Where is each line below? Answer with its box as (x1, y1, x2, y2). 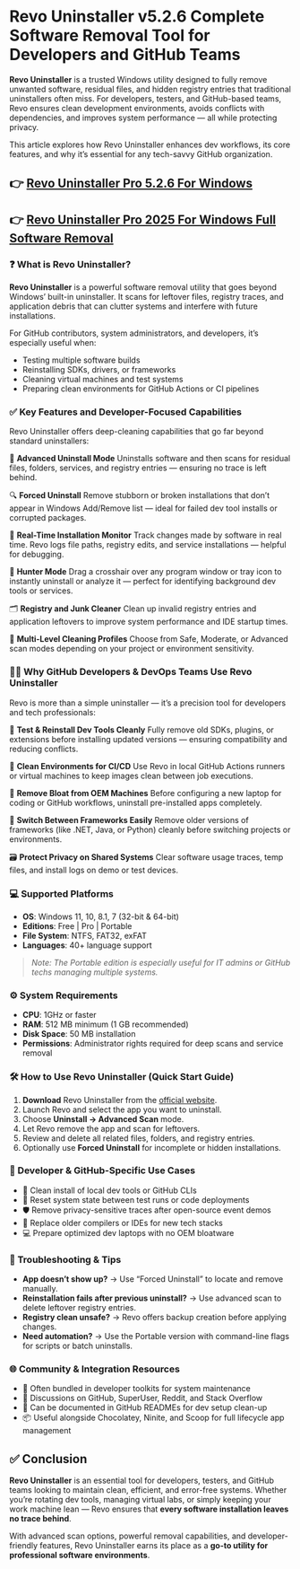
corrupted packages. (9, 513, 87, 523)
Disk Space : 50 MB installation (21, 1029, 136, 1039)
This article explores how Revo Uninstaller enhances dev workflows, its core (9, 139, 291, 150)
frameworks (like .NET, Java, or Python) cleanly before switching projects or (9, 824, 291, 835)
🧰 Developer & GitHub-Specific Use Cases (9, 1164, 196, 1177)
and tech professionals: (9, 706, 96, 717)
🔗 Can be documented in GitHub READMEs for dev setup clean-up (21, 1402, 268, 1413)
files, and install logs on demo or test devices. (9, 864, 179, 875)
